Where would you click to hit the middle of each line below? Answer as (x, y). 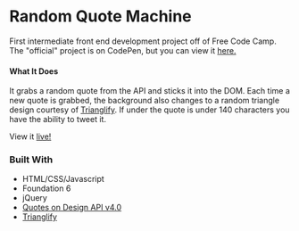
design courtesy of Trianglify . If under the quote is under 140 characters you (149, 110)
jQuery (34, 198)
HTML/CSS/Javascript (63, 179)
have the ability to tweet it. (58, 120)
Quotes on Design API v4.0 (72, 208)
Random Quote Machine (100, 16)
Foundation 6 (46, 188)
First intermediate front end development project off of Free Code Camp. (143, 41)
